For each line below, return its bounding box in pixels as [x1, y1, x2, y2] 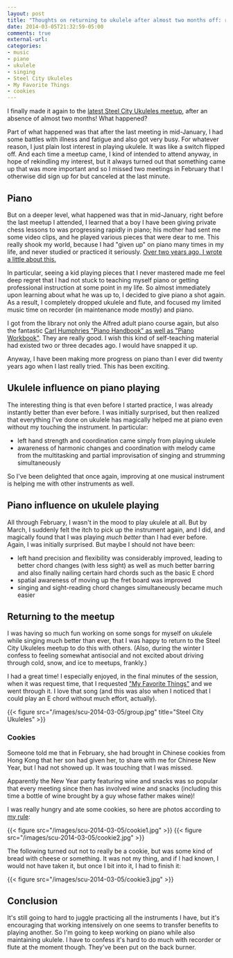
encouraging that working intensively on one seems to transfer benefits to [7, 921, 218, 929]
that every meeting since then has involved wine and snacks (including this [7, 784, 222, 792]
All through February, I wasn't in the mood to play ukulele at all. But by [7, 518, 207, 526]
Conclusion [7, 895, 58, 907]
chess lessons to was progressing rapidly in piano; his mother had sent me [7, 225, 221, 234]
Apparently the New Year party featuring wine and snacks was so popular [7, 776, 218, 785]
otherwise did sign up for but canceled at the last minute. [7, 172, 171, 181]
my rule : [7, 812, 31, 821]
